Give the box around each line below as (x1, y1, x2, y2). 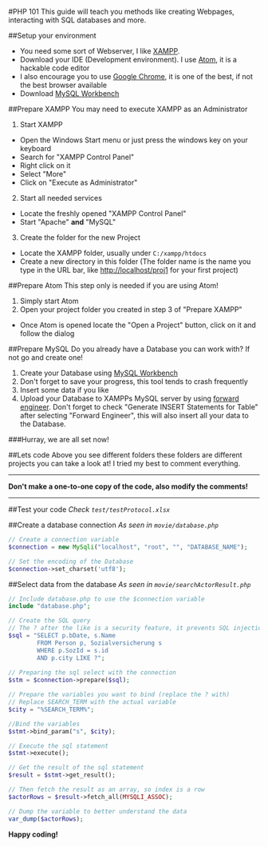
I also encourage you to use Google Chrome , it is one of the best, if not (19, 72, 254, 81)
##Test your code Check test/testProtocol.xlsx (8, 505, 170, 514)
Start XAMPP (19, 120, 64, 129)
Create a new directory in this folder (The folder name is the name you (19, 257, 251, 266)
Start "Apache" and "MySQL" (19, 218, 116, 226)
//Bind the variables (8, 720, 81, 728)
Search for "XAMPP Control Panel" (19, 152, 135, 162)
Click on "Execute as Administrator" (19, 178, 138, 187)
